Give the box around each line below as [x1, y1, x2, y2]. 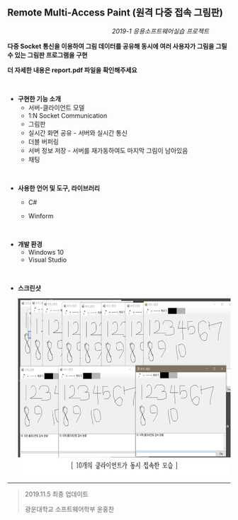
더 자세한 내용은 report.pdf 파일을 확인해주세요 [7, 66, 137, 74]
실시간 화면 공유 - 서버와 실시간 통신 [28, 128, 127, 137]
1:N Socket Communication [28, 111, 108, 120]
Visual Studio [28, 255, 67, 264]
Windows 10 [28, 248, 64, 256]
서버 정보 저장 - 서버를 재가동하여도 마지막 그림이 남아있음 [28, 146, 188, 154]
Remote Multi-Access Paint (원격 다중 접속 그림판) [7, 6, 223, 19]
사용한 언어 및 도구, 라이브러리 [17, 183, 101, 192]
